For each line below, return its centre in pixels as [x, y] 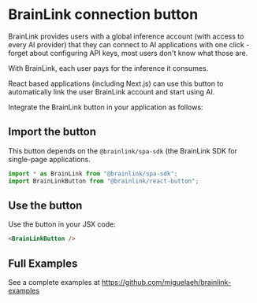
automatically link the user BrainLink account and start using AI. [112, 91]
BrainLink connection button [103, 15]
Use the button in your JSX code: [62, 224]
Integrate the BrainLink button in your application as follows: [106, 107]
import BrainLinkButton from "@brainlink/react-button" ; [104, 181]
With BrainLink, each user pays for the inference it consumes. [108, 68]
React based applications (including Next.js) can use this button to [116, 83]
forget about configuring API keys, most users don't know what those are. [128, 53]
